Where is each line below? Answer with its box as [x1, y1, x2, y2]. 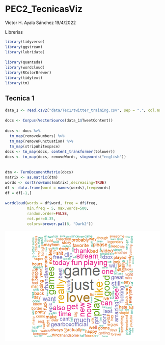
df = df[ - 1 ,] [5, 190, 32, 196]
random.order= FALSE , [27, 211, 69, 216]
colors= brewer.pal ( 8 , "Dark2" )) [27, 222, 93, 226]
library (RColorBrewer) [5, 70, 52, 75]
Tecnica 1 [5, 94, 34, 102]
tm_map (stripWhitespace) [9, 144, 60, 149]
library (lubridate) [5, 49, 45, 54]
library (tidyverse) [5, 39, 45, 44]
